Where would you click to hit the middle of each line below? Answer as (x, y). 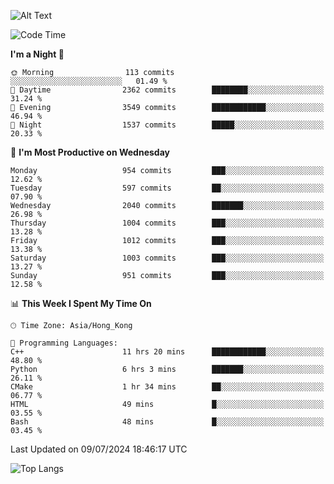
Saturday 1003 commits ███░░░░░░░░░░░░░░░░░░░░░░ (167, 258)
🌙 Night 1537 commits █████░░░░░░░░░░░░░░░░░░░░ (167, 125)
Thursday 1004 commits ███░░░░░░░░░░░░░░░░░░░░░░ (167, 223)
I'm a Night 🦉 (37, 54)
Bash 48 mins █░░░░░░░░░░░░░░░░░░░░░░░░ (167, 422)
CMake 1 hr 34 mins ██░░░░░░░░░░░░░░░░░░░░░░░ (167, 387)
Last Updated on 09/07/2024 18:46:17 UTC (99, 449)
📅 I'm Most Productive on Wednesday (90, 152)
